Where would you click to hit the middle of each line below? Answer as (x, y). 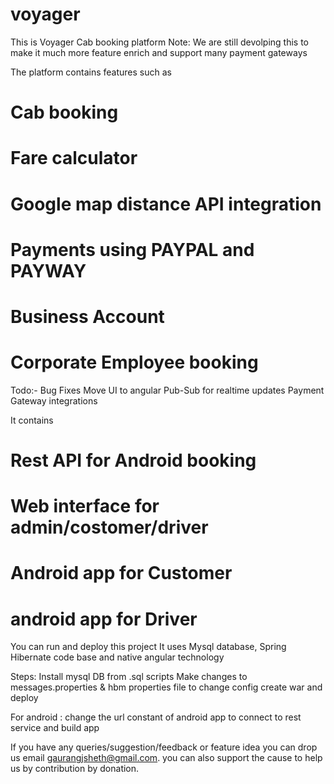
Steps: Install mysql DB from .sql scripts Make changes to (129, 677)
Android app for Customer (121, 573)
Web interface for (85, 506)
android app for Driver (104, 619)
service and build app (55, 728)
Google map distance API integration (166, 204)
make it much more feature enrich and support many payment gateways (159, 52)
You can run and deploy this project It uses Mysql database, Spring (148, 647)
